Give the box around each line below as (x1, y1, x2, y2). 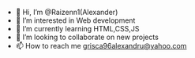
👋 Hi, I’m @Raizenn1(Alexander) (15, 8, 118, 16)
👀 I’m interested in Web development (15, 16, 136, 25)
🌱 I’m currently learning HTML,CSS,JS (15, 24, 140, 33)
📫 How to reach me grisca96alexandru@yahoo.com (15, 42, 187, 50)
